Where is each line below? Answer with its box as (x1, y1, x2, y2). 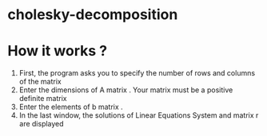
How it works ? (7, 42, 108, 60)
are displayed (18, 119, 65, 129)
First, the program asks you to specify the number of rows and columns (18, 68, 256, 78)
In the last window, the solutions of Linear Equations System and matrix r (18, 111, 259, 120)
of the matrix (18, 77, 62, 87)
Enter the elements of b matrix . (18, 102, 123, 112)
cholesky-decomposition (7, 6, 178, 24)
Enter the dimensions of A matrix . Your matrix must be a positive (18, 85, 233, 95)
